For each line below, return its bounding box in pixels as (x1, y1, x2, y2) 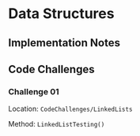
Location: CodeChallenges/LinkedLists (8, 104, 133, 114)
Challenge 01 (8, 86, 59, 97)
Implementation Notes (8, 36, 121, 50)
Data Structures (8, 5, 115, 23)
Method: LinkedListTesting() (8, 119, 105, 129)
